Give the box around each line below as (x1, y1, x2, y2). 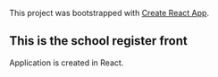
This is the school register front (9, 33, 188, 48)
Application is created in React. (9, 57, 124, 68)
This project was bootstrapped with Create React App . (9, 8, 210, 18)
